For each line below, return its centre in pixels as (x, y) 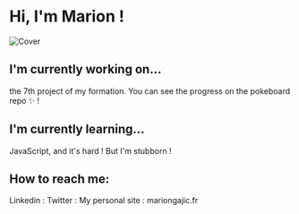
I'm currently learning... (77, 129)
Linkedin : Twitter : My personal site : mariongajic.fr (104, 201)
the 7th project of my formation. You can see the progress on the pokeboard (150, 90)
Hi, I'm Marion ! (67, 17)
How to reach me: (60, 179)
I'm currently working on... (85, 69)
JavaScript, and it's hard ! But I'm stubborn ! (90, 150)
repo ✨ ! (25, 100)
